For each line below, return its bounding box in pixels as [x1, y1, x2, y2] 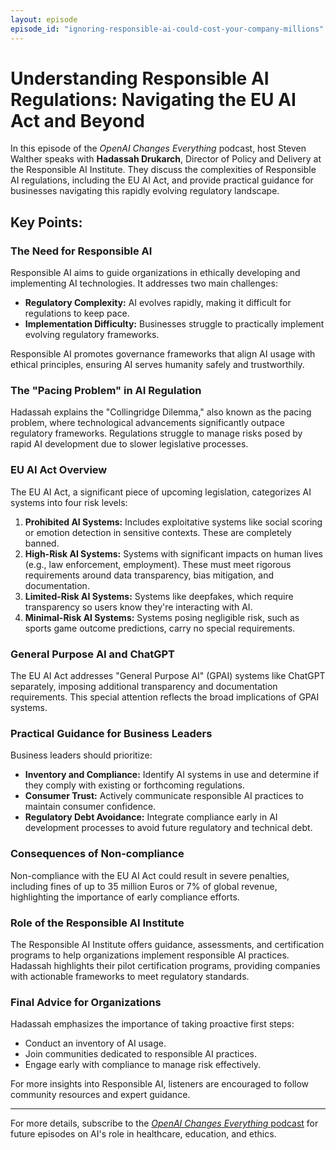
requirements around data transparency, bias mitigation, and [24, 569, 275, 581]
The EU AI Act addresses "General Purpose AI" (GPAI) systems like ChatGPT [10, 670, 326, 682]
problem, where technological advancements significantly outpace [10, 417, 285, 429]
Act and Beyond [10, 109, 145, 132]
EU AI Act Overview [10, 463, 108, 477]
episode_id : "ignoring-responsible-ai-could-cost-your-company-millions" [10, 24, 325, 34]
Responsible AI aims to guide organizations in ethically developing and [10, 267, 301, 279]
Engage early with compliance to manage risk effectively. [24, 1059, 262, 1071]
